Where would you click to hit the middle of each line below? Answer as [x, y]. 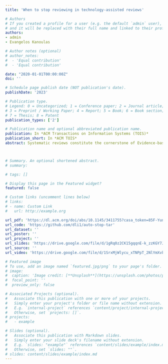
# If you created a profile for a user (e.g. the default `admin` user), [84, 23]
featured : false [22, 188]
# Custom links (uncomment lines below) [48, 197]
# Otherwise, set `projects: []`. [43, 312]
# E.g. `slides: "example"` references [49, 345]
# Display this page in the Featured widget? [53, 183]
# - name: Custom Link [29, 206]
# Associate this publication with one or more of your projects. [78, 298]
